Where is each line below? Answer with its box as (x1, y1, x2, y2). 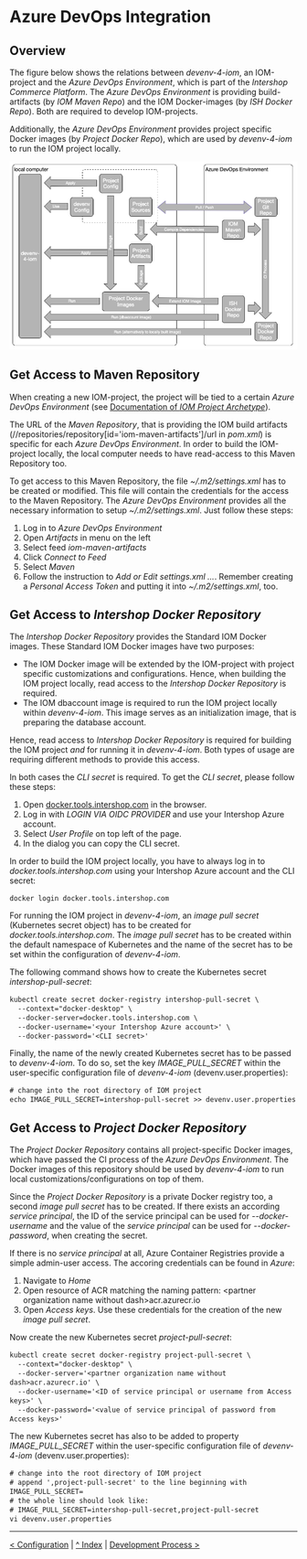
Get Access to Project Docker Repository (9, 1120, 247, 1136)
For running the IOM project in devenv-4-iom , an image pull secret (9, 910, 259, 921)
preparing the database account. (22, 717, 147, 728)
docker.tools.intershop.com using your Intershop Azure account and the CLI (9, 866, 295, 877)
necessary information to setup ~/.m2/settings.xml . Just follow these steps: (9, 505, 294, 516)
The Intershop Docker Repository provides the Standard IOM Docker (9, 631, 267, 642)
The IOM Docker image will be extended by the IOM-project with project (22, 658, 295, 669)
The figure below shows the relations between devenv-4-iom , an (9, 67, 254, 78)
